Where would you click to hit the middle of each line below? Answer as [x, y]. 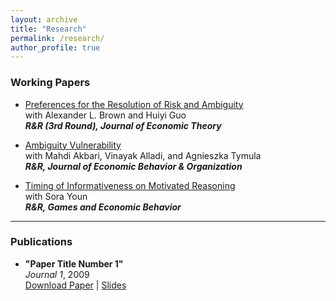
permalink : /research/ [57, 38]
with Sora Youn [56, 196]
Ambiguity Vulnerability [73, 145]
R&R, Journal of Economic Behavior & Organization [133, 166]
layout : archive [44, 19]
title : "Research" [48, 29]
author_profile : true [55, 47]
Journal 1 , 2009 [57, 274]
